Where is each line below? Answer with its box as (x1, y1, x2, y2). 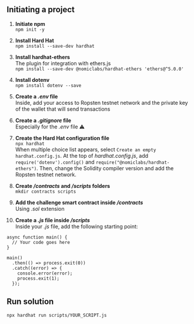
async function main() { (6, 234, 68, 240)
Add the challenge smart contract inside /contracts (15, 199, 143, 206)
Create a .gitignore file (15, 117, 72, 124)
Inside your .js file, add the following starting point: (15, 223, 138, 230)
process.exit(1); (17, 275, 60, 282)
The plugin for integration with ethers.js (15, 59, 111, 67)
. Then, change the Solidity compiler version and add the (36, 164, 174, 171)
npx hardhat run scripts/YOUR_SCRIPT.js (6, 312, 108, 318)
